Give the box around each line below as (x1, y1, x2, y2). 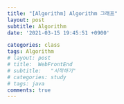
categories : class (7, 42, 60, 49)
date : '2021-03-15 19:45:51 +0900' (7, 29, 110, 37)
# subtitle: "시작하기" (7, 67, 76, 74)
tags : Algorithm (7, 48, 54, 55)
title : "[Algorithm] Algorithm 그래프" (7, 10, 118, 17)
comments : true (7, 87, 51, 94)
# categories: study (7, 74, 67, 81)
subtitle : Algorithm (7, 23, 67, 30)
